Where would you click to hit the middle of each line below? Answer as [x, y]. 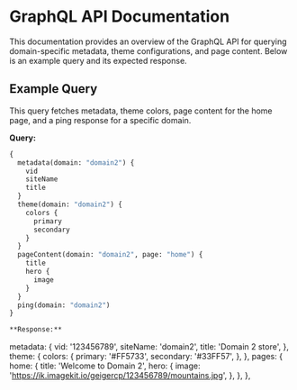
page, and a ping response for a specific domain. [100, 120]
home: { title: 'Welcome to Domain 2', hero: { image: [105, 366]
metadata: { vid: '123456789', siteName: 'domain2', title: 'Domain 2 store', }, [149, 347]
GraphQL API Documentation [120, 17]
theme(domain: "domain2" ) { [70, 204]
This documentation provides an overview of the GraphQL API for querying [148, 41]
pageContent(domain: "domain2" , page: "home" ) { [110, 255]
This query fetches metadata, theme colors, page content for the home [141, 111]
